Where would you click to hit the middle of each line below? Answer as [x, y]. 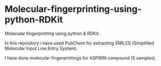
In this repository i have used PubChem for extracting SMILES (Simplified [80, 43]
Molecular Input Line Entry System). [41, 48]
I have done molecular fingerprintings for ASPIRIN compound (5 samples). [80, 58]
